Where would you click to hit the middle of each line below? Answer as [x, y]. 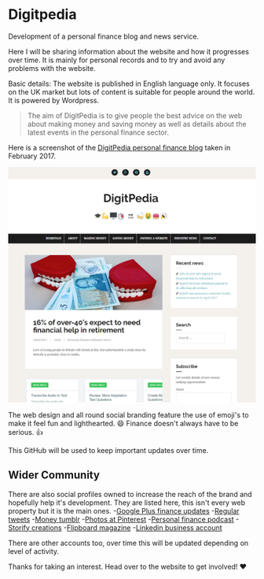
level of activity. [34, 551]
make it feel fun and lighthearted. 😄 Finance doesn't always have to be [123, 423]
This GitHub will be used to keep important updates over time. [108, 450]
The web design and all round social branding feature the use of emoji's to [128, 414]
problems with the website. [52, 68]
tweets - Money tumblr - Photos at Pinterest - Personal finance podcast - [124, 519]
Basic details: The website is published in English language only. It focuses [129, 84]
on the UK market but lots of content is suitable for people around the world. [132, 91]
